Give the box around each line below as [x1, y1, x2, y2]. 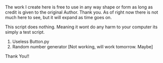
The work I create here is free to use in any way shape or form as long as [5, 4, 153, 10]
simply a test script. [5, 29, 45, 35]
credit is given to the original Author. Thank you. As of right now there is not [5, 9, 159, 15]
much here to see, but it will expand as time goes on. [5, 15, 112, 20]
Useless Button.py [12, 39, 50, 44]
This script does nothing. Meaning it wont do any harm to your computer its [5, 24, 158, 30]
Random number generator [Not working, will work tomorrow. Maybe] [12, 44, 153, 49]
